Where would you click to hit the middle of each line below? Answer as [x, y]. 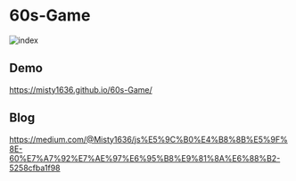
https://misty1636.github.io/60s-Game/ [81, 89]
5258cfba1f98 [35, 168]
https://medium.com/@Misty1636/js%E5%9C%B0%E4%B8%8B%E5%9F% [148, 139]
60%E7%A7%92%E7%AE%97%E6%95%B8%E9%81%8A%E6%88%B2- [145, 158]
